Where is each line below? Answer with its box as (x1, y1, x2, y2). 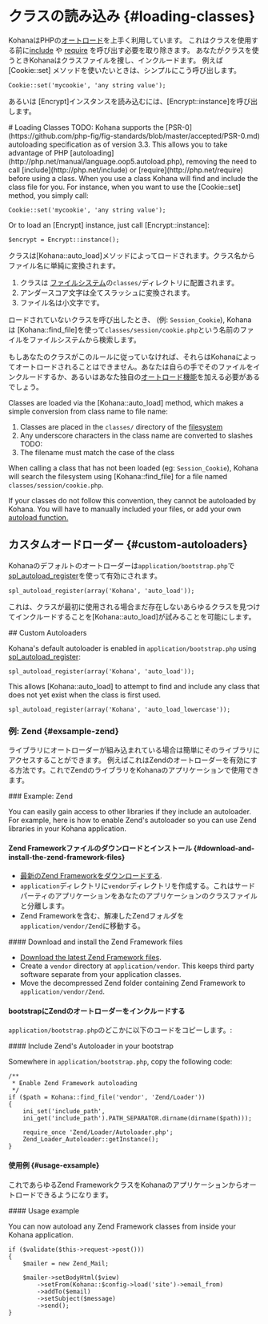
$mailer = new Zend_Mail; (22, 1259, 110, 1267)
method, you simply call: (8, 190, 90, 200)
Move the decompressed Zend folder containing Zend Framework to (19, 979, 246, 988)
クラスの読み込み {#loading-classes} (8, 7, 256, 26)
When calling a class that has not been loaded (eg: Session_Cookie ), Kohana (8, 462, 258, 473)
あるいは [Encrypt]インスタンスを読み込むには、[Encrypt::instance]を (8, 96, 238, 106)
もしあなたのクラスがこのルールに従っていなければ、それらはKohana (8, 352, 236, 361)
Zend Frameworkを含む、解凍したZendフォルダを (19, 911, 185, 921)
